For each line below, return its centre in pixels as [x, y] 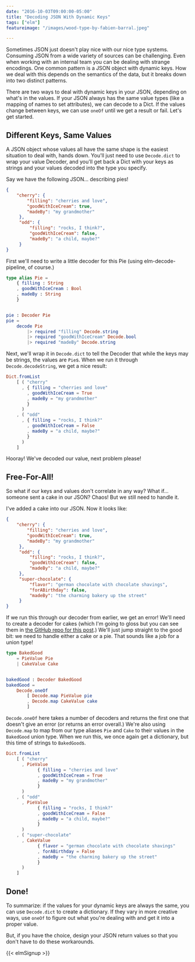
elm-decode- [160, 261]
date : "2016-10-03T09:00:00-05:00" [49, 11]
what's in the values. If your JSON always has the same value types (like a [95, 98]
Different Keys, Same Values [59, 135]
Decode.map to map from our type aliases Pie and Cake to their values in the [95, 730]
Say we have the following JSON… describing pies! [67, 180]
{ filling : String [40, 283]
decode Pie [30, 326]
